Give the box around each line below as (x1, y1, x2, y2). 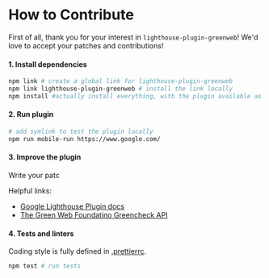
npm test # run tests (8, 262, 82, 271)
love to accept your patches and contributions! (8, 40, 164, 50)
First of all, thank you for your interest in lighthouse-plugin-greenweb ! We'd (8, 32, 258, 42)
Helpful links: (8, 185, 53, 195)
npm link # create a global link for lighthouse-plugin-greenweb (8, 77, 233, 85)
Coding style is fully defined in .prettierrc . (8, 247, 147, 256)
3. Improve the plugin (8, 152, 82, 162)
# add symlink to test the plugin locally (8, 127, 153, 135)
